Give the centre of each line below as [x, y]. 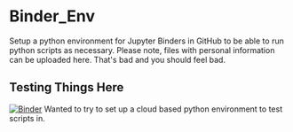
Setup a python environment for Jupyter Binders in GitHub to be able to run [146, 41]
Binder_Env [52, 16]
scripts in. [28, 118]
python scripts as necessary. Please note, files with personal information [142, 50]
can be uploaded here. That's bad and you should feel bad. [118, 59]
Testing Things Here [67, 87]
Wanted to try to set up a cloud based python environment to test [163, 109]
